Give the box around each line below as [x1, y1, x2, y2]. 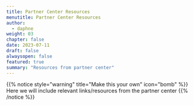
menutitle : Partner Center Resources [6, 14, 101, 20]
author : [6, 20, 26, 26]
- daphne [11, 25, 34, 32]
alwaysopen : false [6, 53, 52, 59]
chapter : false [6, 37, 45, 43]
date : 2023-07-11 [6, 43, 50, 49]
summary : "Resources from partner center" [6, 64, 114, 71]
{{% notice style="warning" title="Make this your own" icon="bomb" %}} [6, 81, 189, 88]
